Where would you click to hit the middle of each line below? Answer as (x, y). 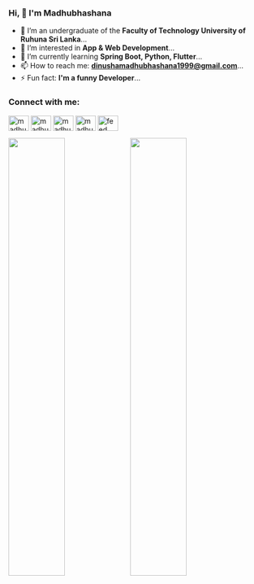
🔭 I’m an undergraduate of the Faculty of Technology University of (133, 31)
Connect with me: (44, 102)
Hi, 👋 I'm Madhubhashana (60, 13)
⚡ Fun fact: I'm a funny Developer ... (80, 78)
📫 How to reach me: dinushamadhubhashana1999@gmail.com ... (132, 66)
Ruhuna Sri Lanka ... (54, 39)
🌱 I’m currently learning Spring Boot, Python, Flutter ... (111, 57)
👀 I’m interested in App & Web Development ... (97, 48)
